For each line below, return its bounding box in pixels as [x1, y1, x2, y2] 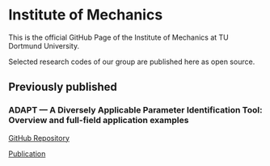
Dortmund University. [8, 40, 79, 50]
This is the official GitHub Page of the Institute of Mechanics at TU [8, 32, 229, 42]
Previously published [8, 80, 117, 94]
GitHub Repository [8, 133, 70, 143]
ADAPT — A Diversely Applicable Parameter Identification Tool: [8, 104, 263, 116]
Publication [8, 148, 46, 159]
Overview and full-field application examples [8, 115, 189, 126]
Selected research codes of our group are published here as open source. [8, 57, 255, 66]
